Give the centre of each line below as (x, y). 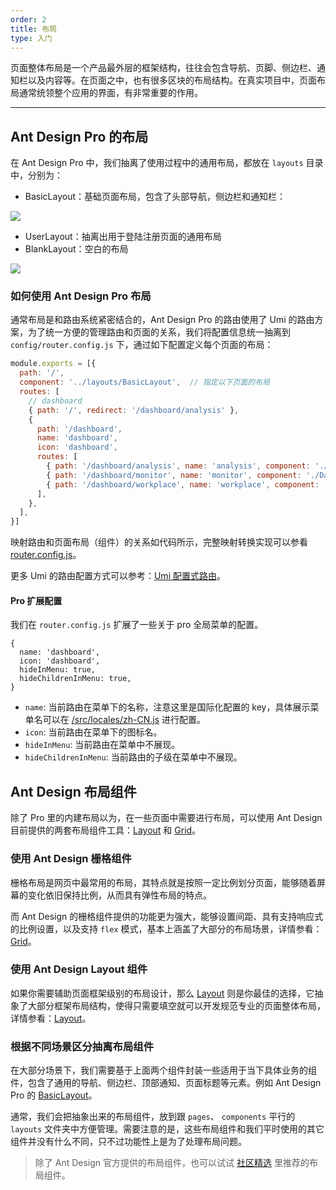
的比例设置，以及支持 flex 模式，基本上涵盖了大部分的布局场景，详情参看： (166, 928)
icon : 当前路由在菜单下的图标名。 (93, 732)
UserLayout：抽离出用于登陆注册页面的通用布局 (123, 237)
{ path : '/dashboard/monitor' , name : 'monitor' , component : (174, 475)
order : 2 (28, 19)
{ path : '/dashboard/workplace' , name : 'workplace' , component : (183, 484)
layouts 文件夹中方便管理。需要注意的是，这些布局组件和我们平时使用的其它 (167, 1129)
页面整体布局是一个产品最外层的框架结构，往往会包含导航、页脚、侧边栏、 (163, 68)
